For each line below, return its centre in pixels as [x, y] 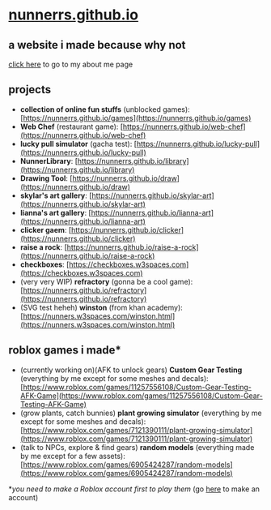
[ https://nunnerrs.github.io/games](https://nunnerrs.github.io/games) [135, 118]
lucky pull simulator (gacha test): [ [78, 144]
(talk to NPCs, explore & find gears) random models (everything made [137, 447]
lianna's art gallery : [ [55, 212]
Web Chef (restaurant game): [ [72, 126]
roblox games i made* [65, 350]
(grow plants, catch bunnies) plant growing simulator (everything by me [141, 413]
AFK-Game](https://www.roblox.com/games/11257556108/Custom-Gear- [141, 396]
